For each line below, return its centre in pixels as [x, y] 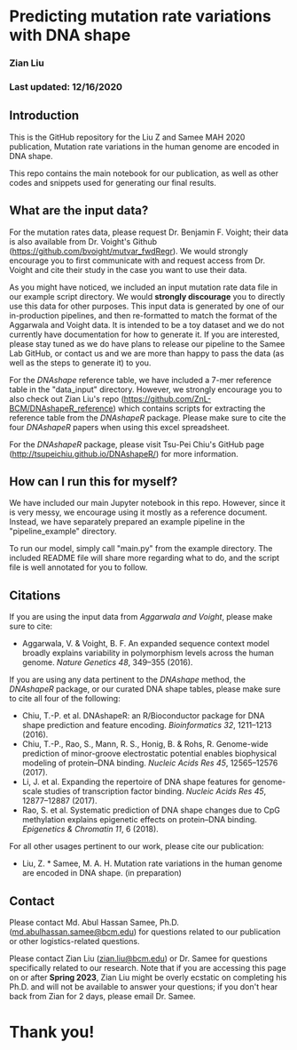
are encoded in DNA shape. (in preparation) [102, 873]
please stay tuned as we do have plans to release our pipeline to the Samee [147, 343]
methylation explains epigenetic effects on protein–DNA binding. [139, 820]
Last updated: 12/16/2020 [66, 87]
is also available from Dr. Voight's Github [83, 241]
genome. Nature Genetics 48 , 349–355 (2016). [107, 662]
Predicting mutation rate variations [141, 16]
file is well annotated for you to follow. [78, 567]
